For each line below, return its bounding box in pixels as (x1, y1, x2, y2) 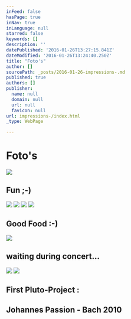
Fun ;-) (6, 185, 31, 196)
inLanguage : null (6, 25, 49, 31)
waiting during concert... (6, 252, 100, 262)
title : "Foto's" (6, 58, 46, 64)
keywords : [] (6, 36, 38, 42)
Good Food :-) (6, 219, 58, 229)
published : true (6, 74, 46, 80)
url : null (11, 102, 35, 108)
